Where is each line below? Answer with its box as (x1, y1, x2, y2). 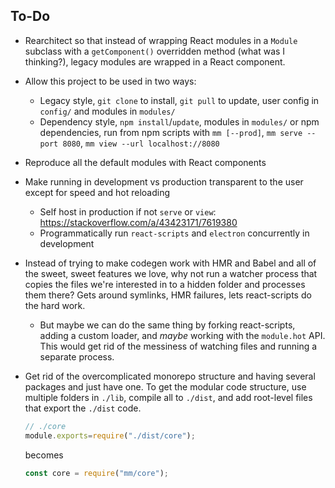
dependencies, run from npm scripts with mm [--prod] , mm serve (39, 126, 303, 138)
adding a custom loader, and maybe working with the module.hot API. (39, 329, 326, 341)
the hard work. (24, 299, 86, 311)
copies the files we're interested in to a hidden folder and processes (24, 278, 306, 290)
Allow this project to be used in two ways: (24, 75, 197, 87)
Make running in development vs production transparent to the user (24, 175, 304, 188)
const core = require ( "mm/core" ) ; (24, 468, 169, 478)
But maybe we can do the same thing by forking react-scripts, (39, 319, 296, 331)
